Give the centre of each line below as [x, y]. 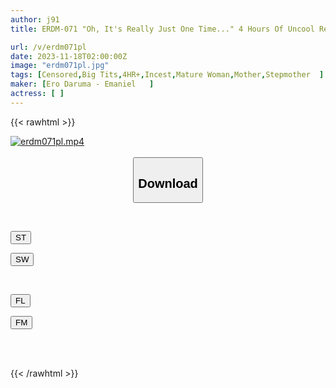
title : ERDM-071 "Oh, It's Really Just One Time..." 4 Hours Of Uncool [162, 29]
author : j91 [35, 19]
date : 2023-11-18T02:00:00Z [69, 56]
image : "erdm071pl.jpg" [60, 66]
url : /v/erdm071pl [48, 47]
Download [168, 183]
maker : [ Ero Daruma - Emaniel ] [82, 84]
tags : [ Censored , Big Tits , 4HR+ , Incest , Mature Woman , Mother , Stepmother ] [167, 75]
